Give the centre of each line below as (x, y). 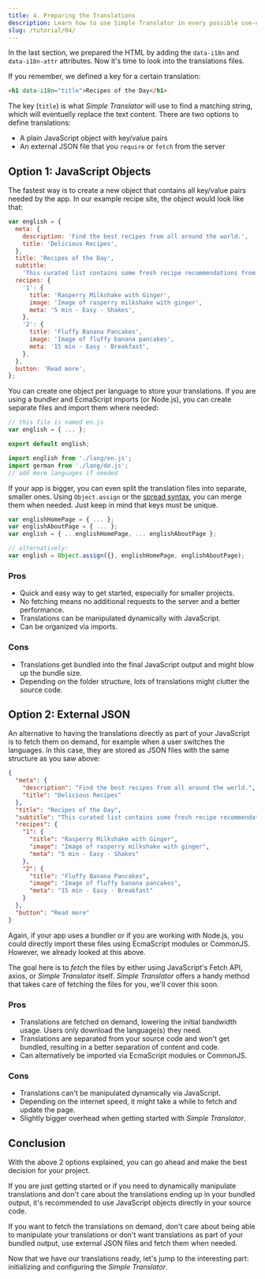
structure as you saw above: (54, 759)
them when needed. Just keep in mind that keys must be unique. (113, 505)
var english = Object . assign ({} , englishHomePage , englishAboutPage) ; (127, 556)
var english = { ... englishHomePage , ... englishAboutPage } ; (112, 534)
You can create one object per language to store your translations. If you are (132, 391)
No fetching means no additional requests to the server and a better (130, 602)
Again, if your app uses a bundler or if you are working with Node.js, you (126, 935)
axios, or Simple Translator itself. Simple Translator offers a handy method (129, 975)
